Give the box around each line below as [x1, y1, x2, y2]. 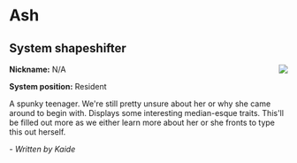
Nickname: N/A [9, 64, 66, 74]
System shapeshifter [9, 41, 126, 56]
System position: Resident [9, 81, 108, 91]
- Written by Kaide [9, 144, 76, 154]
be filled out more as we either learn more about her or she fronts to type [9, 117, 276, 128]
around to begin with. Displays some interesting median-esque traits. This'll [9, 108, 285, 118]
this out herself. [9, 127, 66, 137]
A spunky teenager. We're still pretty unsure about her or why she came [9, 98, 271, 109]
